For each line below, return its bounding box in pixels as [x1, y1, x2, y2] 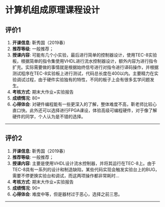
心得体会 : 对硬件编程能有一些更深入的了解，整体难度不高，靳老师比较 [12, 102, 153, 107]
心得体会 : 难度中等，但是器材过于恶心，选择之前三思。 [12, 191, 123, 197]
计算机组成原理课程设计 [5, 4, 100, 16]
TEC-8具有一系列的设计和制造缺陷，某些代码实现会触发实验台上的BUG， [12, 166, 160, 172]
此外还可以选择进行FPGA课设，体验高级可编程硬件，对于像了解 [29, 107, 157, 113]
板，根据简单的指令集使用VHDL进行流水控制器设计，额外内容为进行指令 [12, 58, 158, 64]
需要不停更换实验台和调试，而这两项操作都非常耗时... [12, 172, 119, 178]
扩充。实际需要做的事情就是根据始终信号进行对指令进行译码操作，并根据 [12, 65, 159, 70]
